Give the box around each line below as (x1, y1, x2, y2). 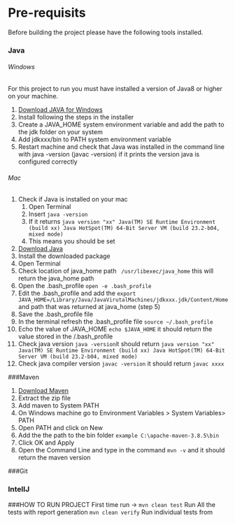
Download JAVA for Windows (17, 106, 104, 114)
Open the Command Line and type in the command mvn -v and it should (17, 446, 225, 454)
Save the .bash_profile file (17, 310, 94, 319)
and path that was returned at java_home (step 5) (17, 303, 161, 311)
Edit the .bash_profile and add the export (17, 289, 136, 298)
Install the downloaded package (17, 252, 111, 260)
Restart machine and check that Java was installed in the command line (17, 143, 225, 151)
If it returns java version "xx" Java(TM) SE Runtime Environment (28, 217, 216, 226)
